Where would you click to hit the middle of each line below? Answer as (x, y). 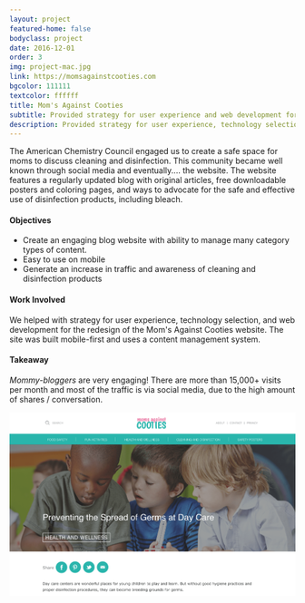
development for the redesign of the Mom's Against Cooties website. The (147, 329)
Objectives (30, 220)
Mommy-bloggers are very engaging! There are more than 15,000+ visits (145, 380)
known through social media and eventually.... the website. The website (143, 170)
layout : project (40, 19)
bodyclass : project (46, 38)
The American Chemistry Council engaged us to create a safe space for (144, 151)
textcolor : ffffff (44, 95)
